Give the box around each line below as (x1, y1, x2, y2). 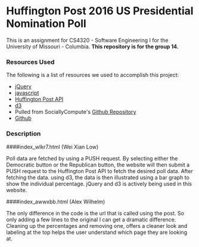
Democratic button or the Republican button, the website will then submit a (6, 161, 190, 168)
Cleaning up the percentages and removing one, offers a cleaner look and (6, 222, 188, 229)
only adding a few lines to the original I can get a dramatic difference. (6, 216, 176, 223)
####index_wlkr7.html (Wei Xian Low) (6, 143, 99, 150)
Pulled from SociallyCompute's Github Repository (14, 109, 136, 116)
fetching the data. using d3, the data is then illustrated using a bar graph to (6, 174, 189, 181)
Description (6, 129, 41, 138)
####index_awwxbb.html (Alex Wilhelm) (6, 198, 105, 205)
